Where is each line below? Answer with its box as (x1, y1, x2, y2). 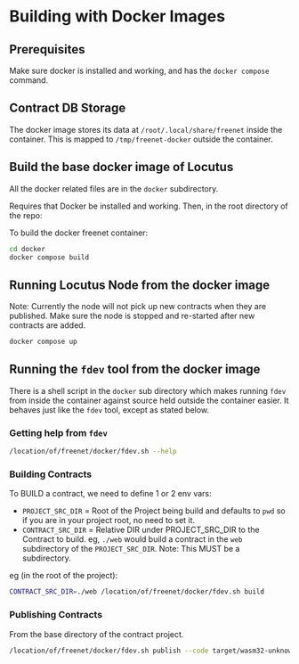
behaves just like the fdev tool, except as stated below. (9, 404, 210, 415)
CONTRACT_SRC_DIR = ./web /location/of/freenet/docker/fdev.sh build (9, 587, 265, 596)
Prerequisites (9, 42, 85, 57)
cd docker (9, 244, 46, 253)
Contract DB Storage (9, 101, 126, 116)
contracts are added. (9, 320, 86, 331)
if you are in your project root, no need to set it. (21, 515, 196, 526)
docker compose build (9, 252, 90, 262)
